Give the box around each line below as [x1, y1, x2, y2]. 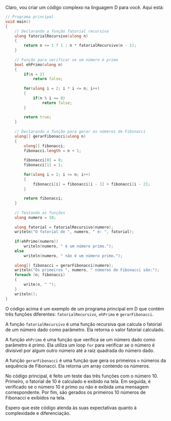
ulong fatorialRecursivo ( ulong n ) [14, 33, 88, 39]
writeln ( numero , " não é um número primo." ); [24, 253, 123, 259]
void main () [5, 19, 31, 24]
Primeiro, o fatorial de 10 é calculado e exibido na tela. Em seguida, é [5, 378, 151, 385]
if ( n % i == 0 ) [32, 95, 66, 101]
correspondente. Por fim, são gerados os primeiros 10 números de [5, 389, 146, 395]
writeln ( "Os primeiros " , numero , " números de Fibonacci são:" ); [14, 267, 160, 273]
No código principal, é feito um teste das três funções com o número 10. [5, 373, 158, 379]
